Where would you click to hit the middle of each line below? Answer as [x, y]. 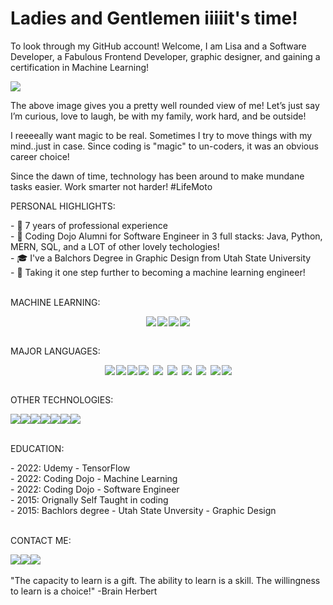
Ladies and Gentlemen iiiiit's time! [154, 18]
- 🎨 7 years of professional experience [89, 225]
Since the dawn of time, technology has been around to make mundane [157, 176]
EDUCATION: [37, 448]
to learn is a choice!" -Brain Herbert [84, 591]
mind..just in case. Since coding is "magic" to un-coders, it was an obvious [164, 146]
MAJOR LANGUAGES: [55, 351]
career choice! [40, 156]
